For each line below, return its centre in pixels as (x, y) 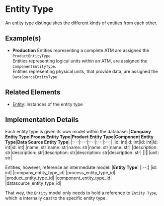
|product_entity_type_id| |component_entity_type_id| (59, 178)
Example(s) (23, 38)
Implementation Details (42, 120)
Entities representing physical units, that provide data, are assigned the (85, 71)
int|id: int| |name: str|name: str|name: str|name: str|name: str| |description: (82, 148)
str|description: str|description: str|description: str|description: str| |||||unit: (82, 153)
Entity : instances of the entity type (47, 104)
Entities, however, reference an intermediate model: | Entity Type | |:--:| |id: (81, 167)
